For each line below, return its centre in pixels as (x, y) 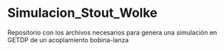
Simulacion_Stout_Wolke (82, 13)
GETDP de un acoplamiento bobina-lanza (68, 39)
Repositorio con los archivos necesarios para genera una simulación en (112, 32)
